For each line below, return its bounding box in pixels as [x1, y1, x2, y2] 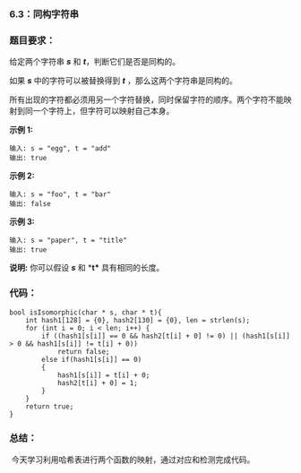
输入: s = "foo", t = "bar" [9, 190, 112, 199]
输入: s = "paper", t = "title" [9, 236, 127, 245]
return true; [25, 401, 74, 411]
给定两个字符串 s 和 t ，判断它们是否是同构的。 [9, 56, 181, 67]
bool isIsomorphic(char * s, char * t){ [9, 307, 163, 317]
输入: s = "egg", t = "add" [9, 144, 112, 153]
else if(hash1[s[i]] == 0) [41, 355, 142, 364]
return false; [56, 347, 110, 356]
